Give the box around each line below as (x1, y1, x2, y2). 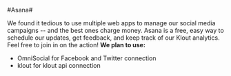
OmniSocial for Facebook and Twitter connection (17, 54, 157, 62)
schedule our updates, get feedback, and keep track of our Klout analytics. (7, 34, 220, 42)
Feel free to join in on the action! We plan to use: (7, 41, 146, 49)
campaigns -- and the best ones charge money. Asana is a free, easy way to (7, 27, 224, 34)
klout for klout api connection (17, 62, 101, 69)
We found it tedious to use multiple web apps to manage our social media (7, 19, 216, 27)
